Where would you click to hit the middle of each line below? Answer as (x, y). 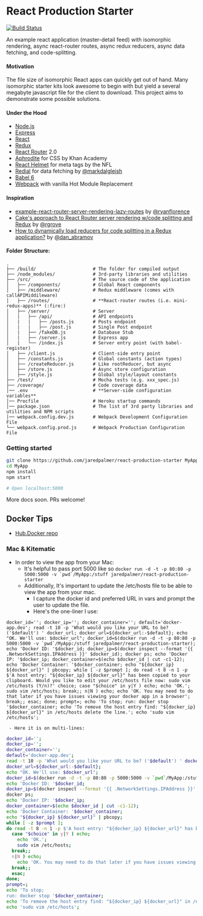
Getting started (29, 448)
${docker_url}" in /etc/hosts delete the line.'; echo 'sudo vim (90, 712)
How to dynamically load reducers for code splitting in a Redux (93, 230)
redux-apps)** (24, 306)
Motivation (20, 66)
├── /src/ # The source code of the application (98, 279)
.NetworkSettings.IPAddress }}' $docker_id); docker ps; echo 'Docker (97, 654)
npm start (19, 477)
